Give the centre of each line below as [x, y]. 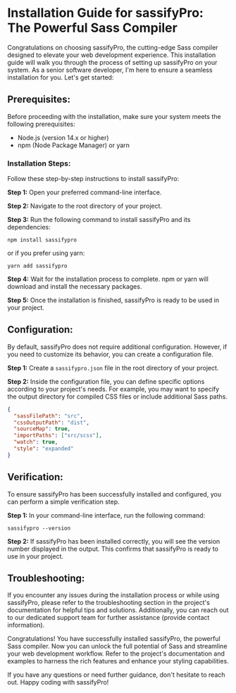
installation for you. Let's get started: [61, 77]
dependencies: [29, 227]
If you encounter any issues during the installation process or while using [113, 595]
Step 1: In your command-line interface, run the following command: [106, 515]
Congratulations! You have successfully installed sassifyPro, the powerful [114, 639]
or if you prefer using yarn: [46, 253]
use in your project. [36, 556]
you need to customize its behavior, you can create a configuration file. [110, 354]
